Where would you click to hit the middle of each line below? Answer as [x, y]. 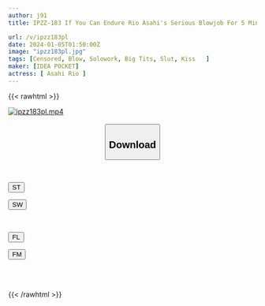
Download [132, 145]
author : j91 [28, 15]
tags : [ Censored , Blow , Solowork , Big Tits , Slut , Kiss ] [109, 59]
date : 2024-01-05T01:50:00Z [54, 44]
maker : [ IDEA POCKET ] [44, 67]
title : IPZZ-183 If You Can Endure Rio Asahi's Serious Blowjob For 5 [127, 23]
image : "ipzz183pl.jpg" [47, 52]
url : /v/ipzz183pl [38, 37]
